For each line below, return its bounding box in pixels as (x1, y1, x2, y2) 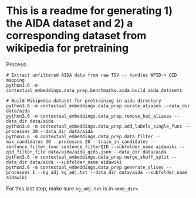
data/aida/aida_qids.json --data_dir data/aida (48, 149, 167, 155)
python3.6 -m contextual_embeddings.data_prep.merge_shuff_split (6, 154, 169, 160)
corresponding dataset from (6, 29, 147, 42)
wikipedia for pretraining (6, 42, 129, 55)
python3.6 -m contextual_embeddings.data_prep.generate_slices (6, 164, 164, 170)
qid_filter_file (6, 149, 46, 155)
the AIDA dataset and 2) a (6, 16, 133, 30)
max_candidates (6, 139, 43, 145)
